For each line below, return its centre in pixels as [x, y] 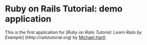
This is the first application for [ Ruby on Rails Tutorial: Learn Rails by [73, 32]
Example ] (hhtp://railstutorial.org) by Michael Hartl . [56, 37]
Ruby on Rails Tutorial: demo [64, 9]
